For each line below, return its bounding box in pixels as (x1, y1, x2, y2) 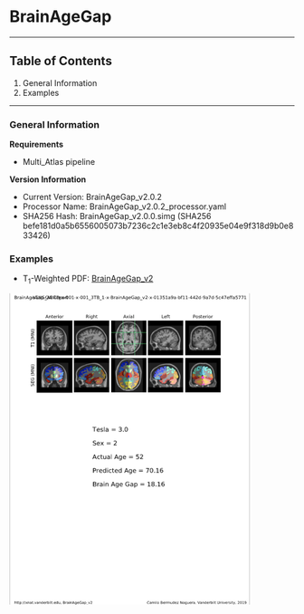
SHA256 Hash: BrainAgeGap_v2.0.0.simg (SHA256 (22, 211, 212, 222)
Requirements (9, 139, 64, 150)
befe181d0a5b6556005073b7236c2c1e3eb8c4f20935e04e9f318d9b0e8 (22, 220, 294, 232)
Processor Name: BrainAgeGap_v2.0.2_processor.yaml (22, 201, 227, 212)
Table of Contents (9, 53, 113, 69)
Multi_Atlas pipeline (22, 157, 96, 168)
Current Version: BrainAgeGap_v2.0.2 (22, 192, 163, 203)
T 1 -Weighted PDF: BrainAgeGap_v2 (22, 273, 154, 286)
